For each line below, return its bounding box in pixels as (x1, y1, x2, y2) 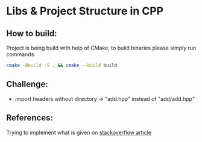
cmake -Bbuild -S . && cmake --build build (6, 62, 118, 68)
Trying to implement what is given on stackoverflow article (6, 129, 152, 136)
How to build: (6, 28, 57, 39)
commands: (6, 51, 36, 58)
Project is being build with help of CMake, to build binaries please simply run (6, 44, 197, 51)
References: (6, 113, 53, 123)
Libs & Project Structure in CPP (6, 4, 164, 18)
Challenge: (6, 79, 48, 89)
